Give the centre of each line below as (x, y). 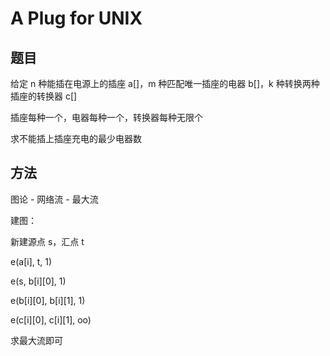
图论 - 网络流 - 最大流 (54, 199)
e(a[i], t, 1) (31, 261)
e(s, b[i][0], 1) (38, 281)
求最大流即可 (36, 340)
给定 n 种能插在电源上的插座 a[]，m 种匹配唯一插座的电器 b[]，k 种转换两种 (165, 83)
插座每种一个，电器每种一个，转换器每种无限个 (106, 117)
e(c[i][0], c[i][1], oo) (51, 319)
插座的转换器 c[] (44, 96)
